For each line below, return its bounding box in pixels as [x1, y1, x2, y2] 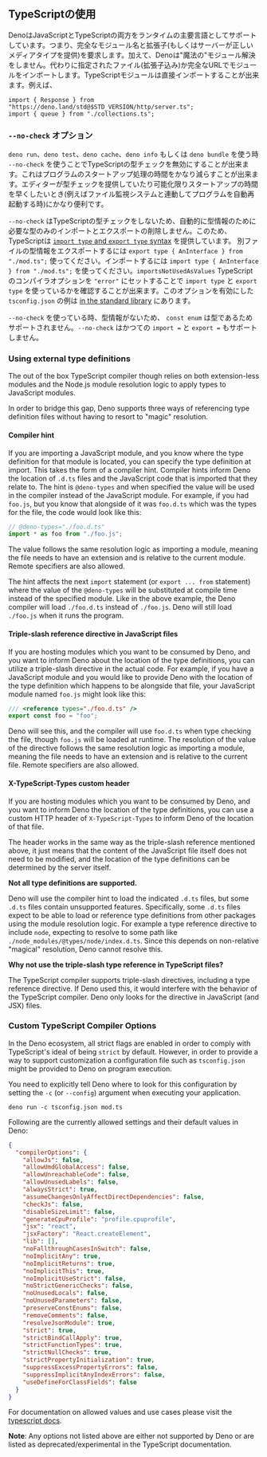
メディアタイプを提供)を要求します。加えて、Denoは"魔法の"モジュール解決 [8, 50, 257, 60]
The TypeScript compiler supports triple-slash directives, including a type [8, 975, 250, 984]
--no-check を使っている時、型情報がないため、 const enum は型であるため [8, 313, 253, 323]
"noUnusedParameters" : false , [22, 1297, 124, 1305]
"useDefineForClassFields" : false [22, 1378, 137, 1386]
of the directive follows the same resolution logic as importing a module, [8, 744, 245, 753]
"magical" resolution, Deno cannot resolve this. [8, 944, 163, 954]
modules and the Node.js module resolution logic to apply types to [8, 379, 227, 389]
